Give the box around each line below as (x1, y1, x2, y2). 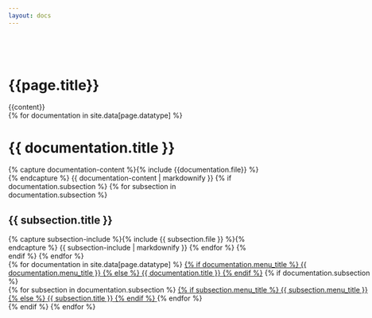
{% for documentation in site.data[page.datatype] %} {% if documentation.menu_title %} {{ (8, 260, 308, 270)
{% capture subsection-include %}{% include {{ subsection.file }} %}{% (8, 235, 246, 244)
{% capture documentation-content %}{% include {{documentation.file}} (8, 165, 247, 175)
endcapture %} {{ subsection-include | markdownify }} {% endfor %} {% (8, 243, 246, 253)
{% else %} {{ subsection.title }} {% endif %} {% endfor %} (8, 293, 203, 303)
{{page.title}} (8, 76, 99, 94)
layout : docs (8, 11, 52, 20)
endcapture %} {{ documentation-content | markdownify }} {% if (19, 173, 232, 183)
